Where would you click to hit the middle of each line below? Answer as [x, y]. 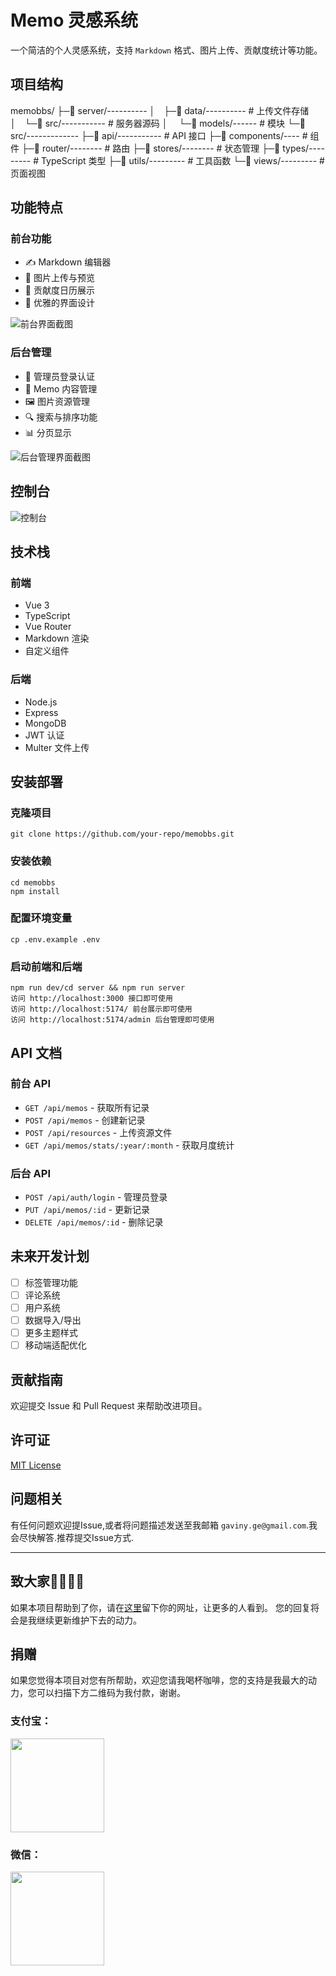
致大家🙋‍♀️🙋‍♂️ [47, 1581]
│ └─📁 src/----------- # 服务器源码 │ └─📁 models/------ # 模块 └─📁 [158, 123]
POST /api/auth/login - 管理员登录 [96, 1197]
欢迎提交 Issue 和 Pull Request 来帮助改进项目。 [109, 1406]
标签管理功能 [51, 1282]
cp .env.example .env [55, 939]
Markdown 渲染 [57, 638]
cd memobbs [33, 882]
